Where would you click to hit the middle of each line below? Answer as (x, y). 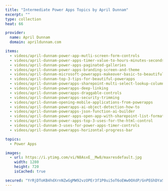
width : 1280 (26, 162)
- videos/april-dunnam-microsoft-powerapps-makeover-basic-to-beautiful (87, 74)
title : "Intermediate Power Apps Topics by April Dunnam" (67, 10)
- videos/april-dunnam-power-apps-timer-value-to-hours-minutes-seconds (87, 60)
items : (12, 51)
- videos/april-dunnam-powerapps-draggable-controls (66, 93)
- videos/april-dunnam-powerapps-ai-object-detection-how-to (75, 107)
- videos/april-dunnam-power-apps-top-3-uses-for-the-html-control (81, 121)
